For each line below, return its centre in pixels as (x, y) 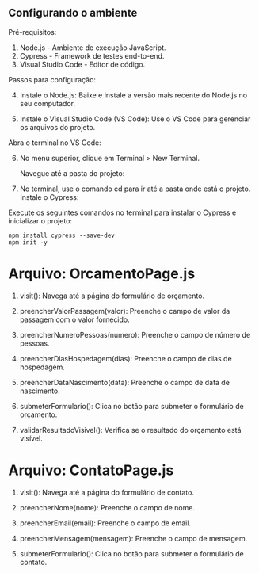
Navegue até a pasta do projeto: (72, 173)
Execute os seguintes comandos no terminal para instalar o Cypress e (122, 212)
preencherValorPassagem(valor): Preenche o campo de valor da (125, 311)
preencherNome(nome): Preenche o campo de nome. (107, 507)
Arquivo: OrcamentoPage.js (102, 273)
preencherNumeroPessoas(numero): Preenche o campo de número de (135, 334)
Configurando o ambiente (73, 13)
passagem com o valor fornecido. (75, 319)
